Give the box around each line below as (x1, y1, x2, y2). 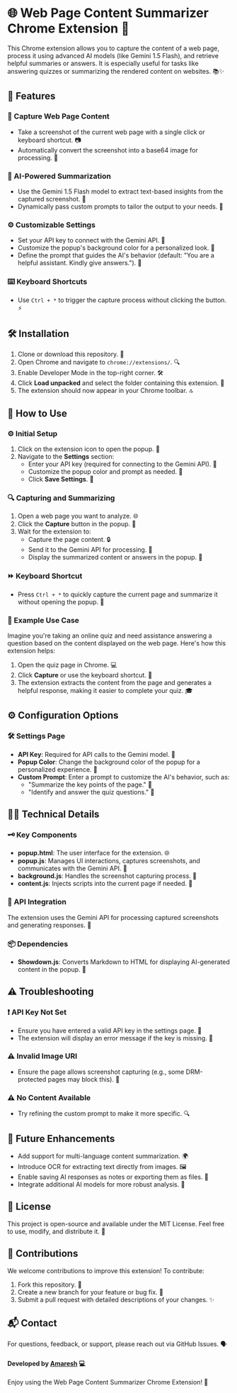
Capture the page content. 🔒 (28, 535, 111, 544)
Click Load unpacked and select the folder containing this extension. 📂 (17, 379, 225, 387)
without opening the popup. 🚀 (17, 597, 105, 606)
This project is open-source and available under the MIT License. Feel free (7, 1219, 225, 1228)
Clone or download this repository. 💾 (17, 350, 125, 359)
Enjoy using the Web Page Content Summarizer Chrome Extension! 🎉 (7, 1377, 209, 1386)
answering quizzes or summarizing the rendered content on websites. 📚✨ (7, 67, 225, 75)
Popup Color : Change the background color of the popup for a (17, 757, 200, 766)
